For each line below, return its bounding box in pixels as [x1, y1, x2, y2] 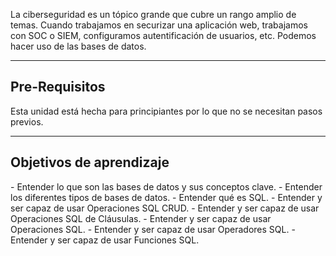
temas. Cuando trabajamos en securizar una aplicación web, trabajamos [10, 19, 308, 31]
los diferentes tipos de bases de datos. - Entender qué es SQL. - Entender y [10, 191, 323, 203]
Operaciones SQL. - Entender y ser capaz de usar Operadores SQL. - [10, 223, 296, 235]
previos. [10, 115, 44, 128]
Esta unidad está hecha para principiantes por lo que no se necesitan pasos [10, 105, 323, 117]
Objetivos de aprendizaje [10, 154, 170, 171]
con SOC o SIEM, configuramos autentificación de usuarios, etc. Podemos [10, 30, 317, 41]
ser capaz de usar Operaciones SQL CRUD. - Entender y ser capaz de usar [10, 202, 320, 214]
